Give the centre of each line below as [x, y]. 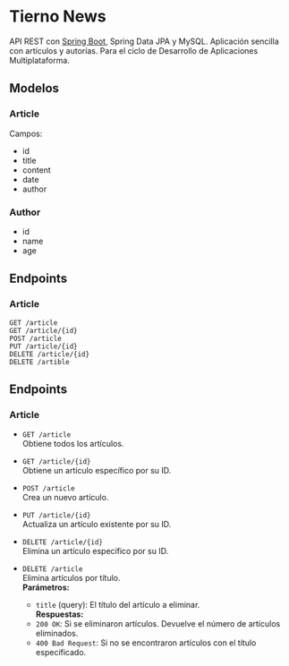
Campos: [26, 133]
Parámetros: [46, 587]
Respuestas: [59, 614]
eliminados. [57, 634]
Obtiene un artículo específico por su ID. [97, 471]
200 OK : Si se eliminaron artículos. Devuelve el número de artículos [158, 624]
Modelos [34, 88]
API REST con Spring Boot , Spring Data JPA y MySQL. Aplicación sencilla [144, 41]
